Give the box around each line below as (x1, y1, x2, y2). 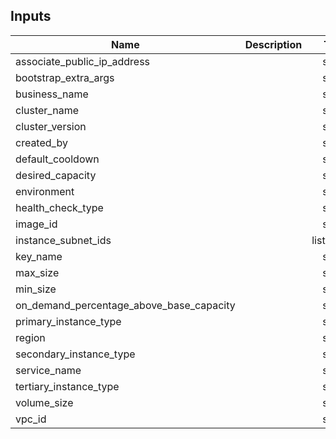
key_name (15, 249, 63, 263)
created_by (15, 135, 68, 149)
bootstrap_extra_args (15, 70, 115, 84)
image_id (15, 217, 58, 231)
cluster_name (15, 103, 79, 117)
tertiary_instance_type (15, 379, 120, 393)
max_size (15, 265, 60, 279)
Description (244, 37, 303, 51)
